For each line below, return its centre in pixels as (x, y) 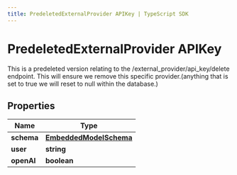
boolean (59, 161)
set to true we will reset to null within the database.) (83, 84)
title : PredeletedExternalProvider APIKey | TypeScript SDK (98, 14)
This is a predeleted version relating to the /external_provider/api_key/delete (118, 69)
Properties (31, 106)
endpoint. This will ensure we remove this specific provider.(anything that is (118, 76)
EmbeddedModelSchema (89, 137)
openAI (23, 161)
